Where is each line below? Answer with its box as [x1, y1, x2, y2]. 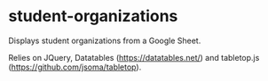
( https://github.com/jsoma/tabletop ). [8, 62, 142, 72]
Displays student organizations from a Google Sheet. [8, 35, 201, 46]
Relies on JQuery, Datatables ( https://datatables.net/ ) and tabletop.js [8, 52, 260, 63]
